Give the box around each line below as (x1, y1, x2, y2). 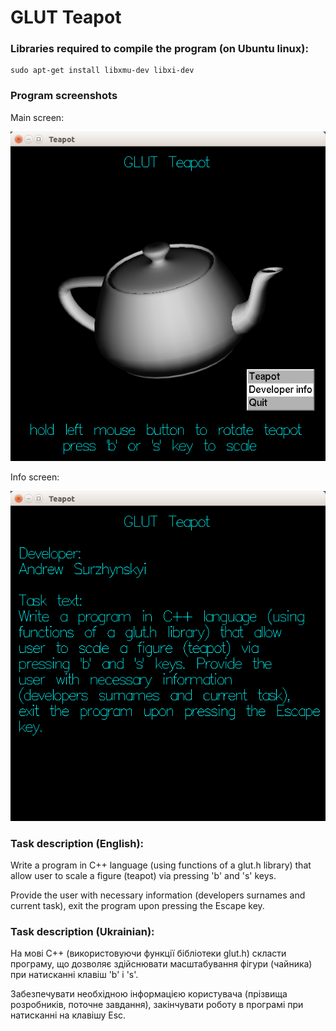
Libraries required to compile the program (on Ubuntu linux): (10, 42, 309, 56)
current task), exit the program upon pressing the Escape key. (10, 900, 265, 912)
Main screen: (10, 111, 65, 123)
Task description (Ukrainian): (10, 925, 155, 939)
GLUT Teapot (10, 6, 122, 29)
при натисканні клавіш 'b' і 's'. (10, 969, 139, 981)
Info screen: (10, 471, 60, 483)
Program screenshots (10, 89, 118, 103)
